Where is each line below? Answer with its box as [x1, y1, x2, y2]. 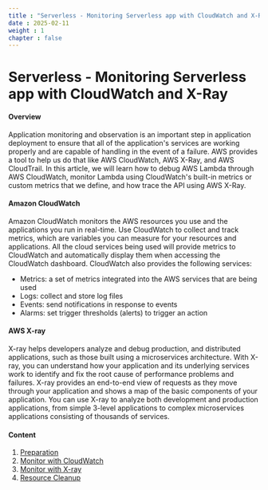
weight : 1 [8, 26, 45, 34]
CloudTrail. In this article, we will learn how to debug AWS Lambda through [8, 163, 254, 173]
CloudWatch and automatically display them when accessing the [8, 250, 221, 260]
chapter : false [8, 33, 62, 42]
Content [8, 429, 36, 439]
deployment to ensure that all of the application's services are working [8, 138, 240, 147]
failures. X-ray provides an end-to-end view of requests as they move [8, 378, 238, 387]
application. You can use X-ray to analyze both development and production [8, 395, 259, 405]
